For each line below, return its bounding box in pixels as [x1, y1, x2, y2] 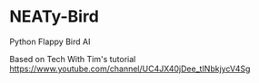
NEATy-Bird [9, 6, 100, 27]
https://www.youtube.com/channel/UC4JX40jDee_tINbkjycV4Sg [9, 63, 251, 74]
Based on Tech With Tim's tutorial [9, 53, 136, 64]
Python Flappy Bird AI [9, 36, 91, 47]
